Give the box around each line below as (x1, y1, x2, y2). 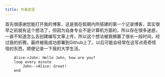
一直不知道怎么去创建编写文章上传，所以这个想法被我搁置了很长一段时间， (5, 33, 156, 39)
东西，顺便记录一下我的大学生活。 (13, 45, 82, 51)
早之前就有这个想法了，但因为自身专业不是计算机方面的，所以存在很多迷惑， (5, 27, 160, 33)
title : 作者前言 (5, 7, 35, 12)
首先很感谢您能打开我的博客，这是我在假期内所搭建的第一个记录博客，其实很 (5, 21, 160, 27)
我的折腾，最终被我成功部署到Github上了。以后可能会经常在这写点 (9, 39, 143, 45)
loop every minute (14, 59, 52, 64)
